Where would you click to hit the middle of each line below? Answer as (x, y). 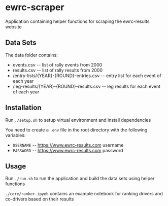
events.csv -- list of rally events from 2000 (57, 64)
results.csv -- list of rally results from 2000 (58, 70)
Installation (23, 108)
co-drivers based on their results (40, 199)
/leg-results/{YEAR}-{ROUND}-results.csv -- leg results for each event (87, 86)
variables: (15, 135)
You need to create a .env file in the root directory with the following (76, 130)
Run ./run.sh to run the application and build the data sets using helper (80, 179)
